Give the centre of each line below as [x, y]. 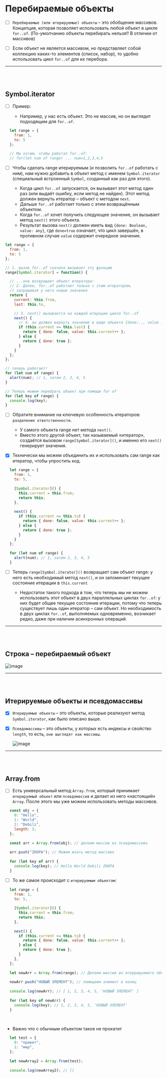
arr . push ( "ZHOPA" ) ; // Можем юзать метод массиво [62, 852]
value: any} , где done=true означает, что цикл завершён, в [82, 231]
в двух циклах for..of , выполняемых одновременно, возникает [88, 614]
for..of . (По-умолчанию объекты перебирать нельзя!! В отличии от [85, 33]
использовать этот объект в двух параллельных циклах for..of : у [90, 598]
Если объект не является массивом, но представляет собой [77, 48]
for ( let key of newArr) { [38, 1001]
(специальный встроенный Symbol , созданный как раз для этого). [82, 179]
